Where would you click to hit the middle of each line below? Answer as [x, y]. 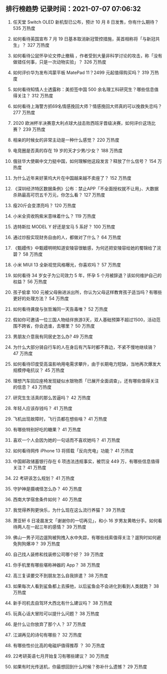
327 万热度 [38, 45]
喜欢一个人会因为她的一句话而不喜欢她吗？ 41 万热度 [67, 440]
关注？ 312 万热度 [35, 95]
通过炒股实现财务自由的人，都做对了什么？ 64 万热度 [67, 237]
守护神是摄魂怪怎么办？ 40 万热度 [47, 489]
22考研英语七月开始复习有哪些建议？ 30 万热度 [61, 656]
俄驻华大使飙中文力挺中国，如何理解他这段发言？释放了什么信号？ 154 [84, 161]
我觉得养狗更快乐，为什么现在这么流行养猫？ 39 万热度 [69, 510]
